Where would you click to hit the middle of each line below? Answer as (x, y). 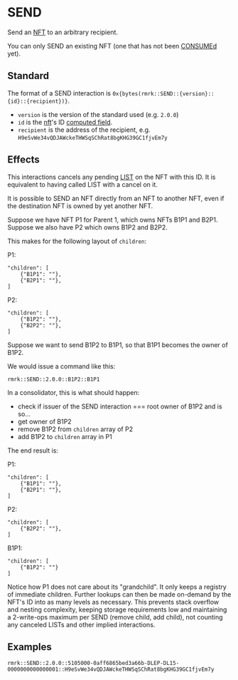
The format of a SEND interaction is (59, 93)
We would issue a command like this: (61, 366)
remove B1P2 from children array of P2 (75, 429)
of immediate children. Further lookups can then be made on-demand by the (119, 594)
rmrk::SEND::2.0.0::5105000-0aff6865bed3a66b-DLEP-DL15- (93, 664)
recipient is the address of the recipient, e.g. (84, 130)
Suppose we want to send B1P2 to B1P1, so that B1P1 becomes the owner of (118, 345)
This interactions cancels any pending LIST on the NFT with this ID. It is (112, 177)
